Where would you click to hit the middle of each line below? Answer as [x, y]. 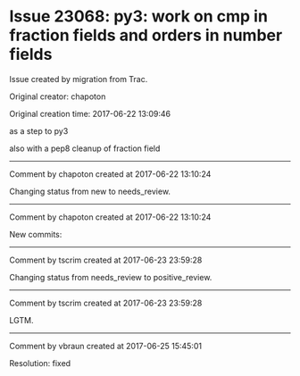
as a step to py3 [39, 130]
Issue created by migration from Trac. [79, 79]
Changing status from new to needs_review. [90, 191]
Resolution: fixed [40, 363]
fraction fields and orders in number [146, 35]
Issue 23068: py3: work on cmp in [138, 17]
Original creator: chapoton [58, 96]
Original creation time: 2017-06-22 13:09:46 [90, 113]
